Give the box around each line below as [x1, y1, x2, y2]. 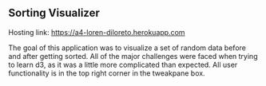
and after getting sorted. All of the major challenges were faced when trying [8, 51, 258, 61]
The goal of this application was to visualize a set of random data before [8, 43, 246, 53]
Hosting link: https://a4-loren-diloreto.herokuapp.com [8, 27, 185, 37]
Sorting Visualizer [8, 6, 100, 20]
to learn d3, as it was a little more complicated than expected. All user [8, 60, 238, 69]
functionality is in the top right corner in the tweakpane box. [8, 68, 205, 78]
